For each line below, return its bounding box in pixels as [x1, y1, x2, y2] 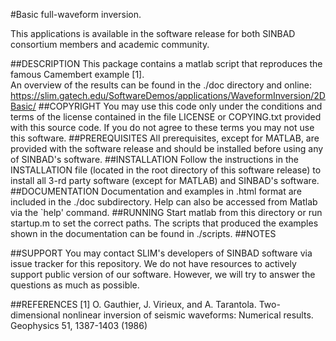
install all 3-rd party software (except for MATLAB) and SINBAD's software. [10, 175, 320, 186]
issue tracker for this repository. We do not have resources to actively [10, 258, 297, 269]
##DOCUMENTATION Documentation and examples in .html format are [10, 185, 302, 197]
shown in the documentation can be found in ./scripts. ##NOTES [10, 228, 277, 239]
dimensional [10, 309, 61, 321]
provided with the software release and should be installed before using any [10, 143, 324, 154]
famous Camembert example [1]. [10, 69, 145, 80]
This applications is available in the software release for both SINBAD [10, 28, 296, 39]
